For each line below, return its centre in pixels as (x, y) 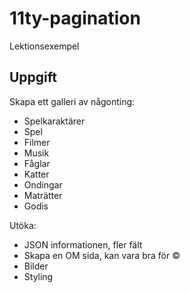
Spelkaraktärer (54, 121)
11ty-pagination (75, 18)
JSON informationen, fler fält (83, 244)
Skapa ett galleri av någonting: (72, 101)
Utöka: (23, 225)
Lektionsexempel (44, 46)
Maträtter (43, 195)
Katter (36, 174)
